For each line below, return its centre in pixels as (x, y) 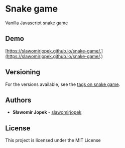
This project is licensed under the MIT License (53, 140)
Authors (18, 100)
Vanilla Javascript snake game (37, 23)
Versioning (23, 72)
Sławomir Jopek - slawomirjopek (47, 112)
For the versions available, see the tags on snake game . (63, 84)
